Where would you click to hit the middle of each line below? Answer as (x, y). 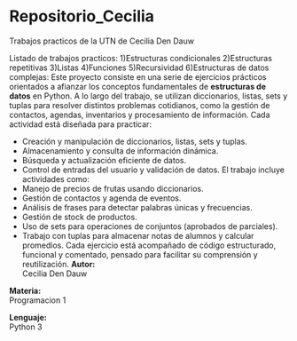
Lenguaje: (28, 317)
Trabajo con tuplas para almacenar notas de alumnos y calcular (138, 235)
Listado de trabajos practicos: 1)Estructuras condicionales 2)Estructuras (141, 58)
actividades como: (56, 178)
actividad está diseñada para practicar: (81, 124)
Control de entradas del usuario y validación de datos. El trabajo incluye (153, 170)
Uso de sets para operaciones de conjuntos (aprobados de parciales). (150, 226)
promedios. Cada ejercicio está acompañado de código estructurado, (149, 245)
